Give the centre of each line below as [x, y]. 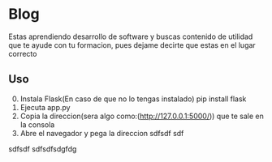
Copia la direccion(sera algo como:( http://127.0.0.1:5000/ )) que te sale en [142, 116]
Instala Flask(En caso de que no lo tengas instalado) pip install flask [133, 99]
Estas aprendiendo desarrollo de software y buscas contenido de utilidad [131, 36]
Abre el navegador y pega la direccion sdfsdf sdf [102, 133]
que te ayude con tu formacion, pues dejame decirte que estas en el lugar [132, 45]
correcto [23, 53]
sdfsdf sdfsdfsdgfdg [43, 149]
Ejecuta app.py [45, 107]
